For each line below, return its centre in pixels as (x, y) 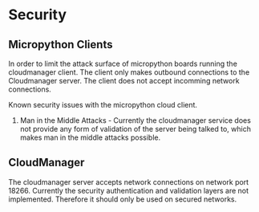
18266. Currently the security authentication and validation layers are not (129, 190)
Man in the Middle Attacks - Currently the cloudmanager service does (135, 120)
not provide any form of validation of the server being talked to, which (135, 129)
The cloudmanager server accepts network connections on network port (129, 181)
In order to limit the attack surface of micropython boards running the (123, 63)
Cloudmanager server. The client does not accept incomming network (124, 81)
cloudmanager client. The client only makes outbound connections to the (129, 72)
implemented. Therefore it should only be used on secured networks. (123, 199)
